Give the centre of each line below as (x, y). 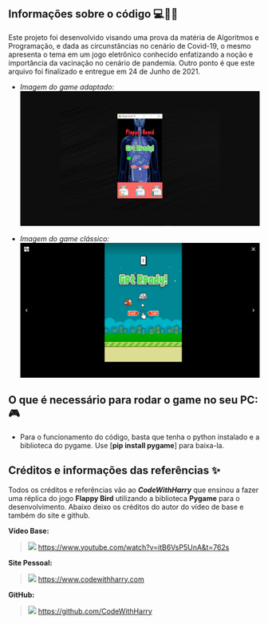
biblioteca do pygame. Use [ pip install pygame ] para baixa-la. (122, 445)
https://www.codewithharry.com (91, 579)
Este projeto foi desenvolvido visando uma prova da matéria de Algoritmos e (134, 37)
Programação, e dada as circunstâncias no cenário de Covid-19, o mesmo (130, 46)
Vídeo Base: (29, 531)
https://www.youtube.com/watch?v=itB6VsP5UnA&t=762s (134, 547)
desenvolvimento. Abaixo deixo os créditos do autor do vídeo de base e (126, 507)
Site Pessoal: (30, 562)
